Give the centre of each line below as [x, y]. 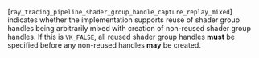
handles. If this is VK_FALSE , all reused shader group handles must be [121, 37]
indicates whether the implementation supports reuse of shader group [124, 20]
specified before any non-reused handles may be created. [105, 45]
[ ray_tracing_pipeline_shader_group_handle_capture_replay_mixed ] [120, 12]
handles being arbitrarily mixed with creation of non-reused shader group [129, 28]
